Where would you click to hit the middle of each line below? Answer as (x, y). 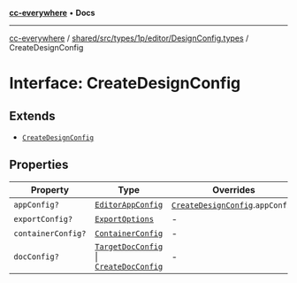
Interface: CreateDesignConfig (125, 84)
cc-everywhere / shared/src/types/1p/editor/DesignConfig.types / (129, 38)
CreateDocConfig (129, 266)
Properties (39, 165)
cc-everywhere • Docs (52, 13)
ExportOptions (124, 219)
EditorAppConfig (129, 204)
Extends (32, 115)
